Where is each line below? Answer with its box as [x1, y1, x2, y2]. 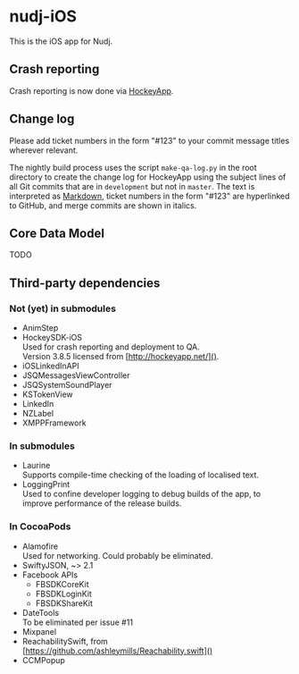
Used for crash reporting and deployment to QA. [21, 341, 201, 352]
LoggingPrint [21, 479, 71, 490]
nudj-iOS [9, 6, 78, 27]
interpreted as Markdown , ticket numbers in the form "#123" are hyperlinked [9, 190, 290, 201]
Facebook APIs [21, 569, 79, 580]
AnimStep [21, 323, 59, 333]
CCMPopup [21, 654, 65, 665]
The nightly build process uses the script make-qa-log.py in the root [9, 162, 257, 173]
